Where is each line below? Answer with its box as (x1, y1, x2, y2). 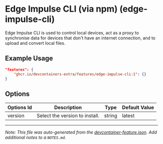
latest (122, 112, 135, 119)
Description (54, 104, 82, 111)
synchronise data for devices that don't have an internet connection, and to (5, 35, 156, 41)
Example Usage (5, 54, 53, 63)
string (104, 112, 117, 119)
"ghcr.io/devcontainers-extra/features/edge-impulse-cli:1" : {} (14, 72, 147, 76)
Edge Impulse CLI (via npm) (5, 3, 118, 15)
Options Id (7, 104, 33, 111)
